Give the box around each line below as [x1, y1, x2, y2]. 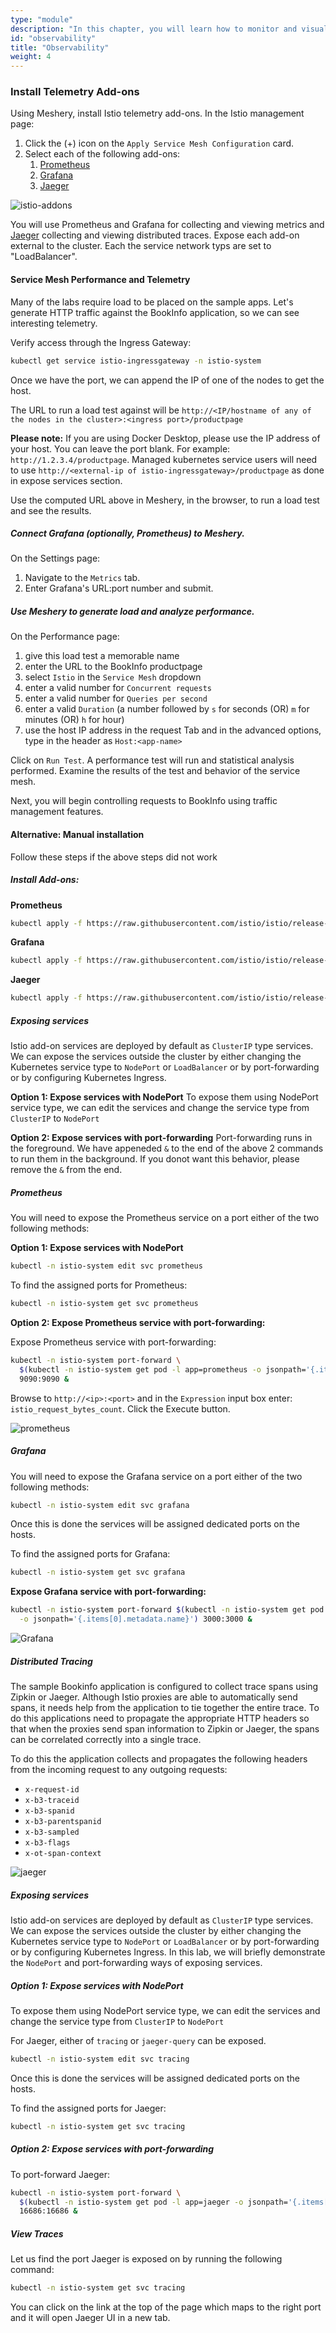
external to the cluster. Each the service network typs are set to [10, 240, 272, 252]
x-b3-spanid [24, 1806, 75, 1816]
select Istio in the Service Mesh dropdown [24, 671, 202, 683]
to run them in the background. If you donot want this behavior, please [10, 1153, 300, 1165]
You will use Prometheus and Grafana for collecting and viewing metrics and [10, 219, 325, 231]
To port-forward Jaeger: [10, 2168, 110, 2180]
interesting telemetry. [10, 317, 98, 329]
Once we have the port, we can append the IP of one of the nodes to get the [10, 374, 325, 386]
